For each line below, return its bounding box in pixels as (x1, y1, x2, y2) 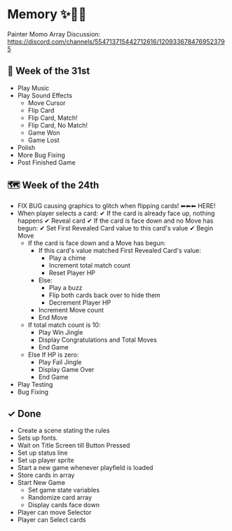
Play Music (17, 83, 50, 92)
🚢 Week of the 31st (7, 65, 90, 77)
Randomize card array (27, 493, 93, 502)
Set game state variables (27, 486, 100, 495)
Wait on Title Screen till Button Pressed (17, 441, 130, 450)
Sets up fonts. (17, 434, 58, 442)
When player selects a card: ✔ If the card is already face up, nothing (17, 209, 215, 217)
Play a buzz (48, 283, 83, 291)
